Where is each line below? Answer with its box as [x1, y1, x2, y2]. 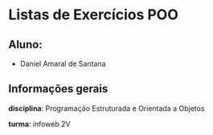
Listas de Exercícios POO [8, 6, 179, 24]
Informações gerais [8, 82, 109, 96]
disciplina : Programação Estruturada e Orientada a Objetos [8, 103, 205, 113]
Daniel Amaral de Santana [19, 59, 106, 68]
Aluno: [8, 38, 43, 51]
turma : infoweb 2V [8, 119, 71, 129]
